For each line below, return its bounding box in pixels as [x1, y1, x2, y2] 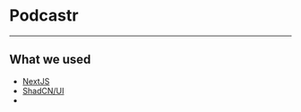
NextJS [21, 75, 50, 86]
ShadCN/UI [21, 85, 64, 96]
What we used [9, 52, 91, 67]
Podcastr [9, 5, 79, 26]
